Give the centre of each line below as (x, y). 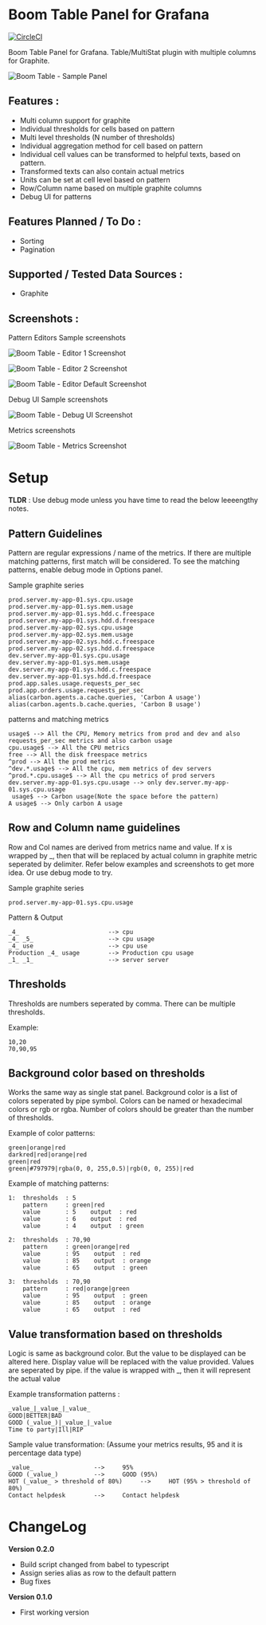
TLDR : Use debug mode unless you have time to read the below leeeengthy (133, 500)
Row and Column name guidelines (94, 828)
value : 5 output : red (80, 1212)
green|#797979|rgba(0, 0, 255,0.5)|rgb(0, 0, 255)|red (101, 1169)
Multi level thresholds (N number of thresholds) (97, 137)
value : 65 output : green (85, 1268)
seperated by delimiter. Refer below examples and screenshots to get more (131, 864)
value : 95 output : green (85, 1296)
